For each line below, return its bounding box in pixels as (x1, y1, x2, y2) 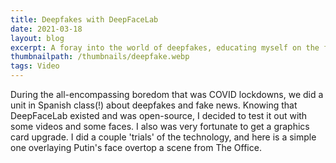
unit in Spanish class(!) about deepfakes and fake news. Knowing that (10, 99, 298, 111)
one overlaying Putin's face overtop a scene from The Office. (10, 142, 262, 153)
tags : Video (10, 61, 60, 71)
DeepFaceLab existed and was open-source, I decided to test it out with (10, 110, 308, 121)
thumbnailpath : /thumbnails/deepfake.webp (10, 52, 190, 62)
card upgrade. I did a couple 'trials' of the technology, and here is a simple (10, 131, 317, 143)
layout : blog (10, 33, 65, 43)
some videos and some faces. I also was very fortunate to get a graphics (10, 121, 310, 132)
